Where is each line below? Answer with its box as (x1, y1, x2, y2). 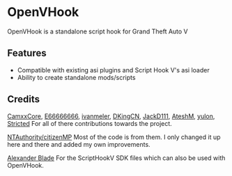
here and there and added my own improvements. (7, 140, 151, 148)
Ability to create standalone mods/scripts (17, 73, 136, 81)
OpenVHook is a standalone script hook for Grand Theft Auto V (7, 27, 188, 35)
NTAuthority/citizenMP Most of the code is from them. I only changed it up (7, 133, 221, 141)
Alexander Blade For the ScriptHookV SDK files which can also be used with (7, 154, 226, 162)
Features (7, 47, 47, 59)
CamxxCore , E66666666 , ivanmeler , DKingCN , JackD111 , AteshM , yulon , (7, 112, 215, 120)
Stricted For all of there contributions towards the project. (7, 119, 172, 127)
